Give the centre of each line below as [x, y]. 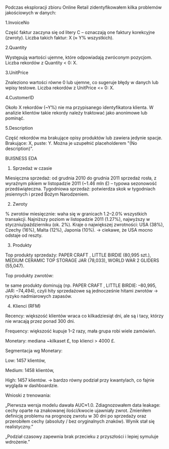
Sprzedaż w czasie [32, 168]
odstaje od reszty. [24, 235]
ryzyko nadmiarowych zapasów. [39, 296]
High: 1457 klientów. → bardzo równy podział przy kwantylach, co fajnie [80, 380]
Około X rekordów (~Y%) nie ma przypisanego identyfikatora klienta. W [79, 107]
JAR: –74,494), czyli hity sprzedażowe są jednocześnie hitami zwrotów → [82, 291]
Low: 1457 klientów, [26, 360]
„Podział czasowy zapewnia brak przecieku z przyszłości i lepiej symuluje [82, 436]
